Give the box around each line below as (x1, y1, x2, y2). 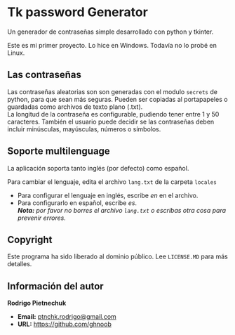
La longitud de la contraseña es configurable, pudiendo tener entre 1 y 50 (7, 110, 220, 118)
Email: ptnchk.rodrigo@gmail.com (17, 313, 117, 321)
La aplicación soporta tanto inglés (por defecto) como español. (7, 164, 189, 172)
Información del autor (7, 280, 104, 292)
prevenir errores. (17, 214, 67, 222)
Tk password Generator (7, 4, 149, 20)
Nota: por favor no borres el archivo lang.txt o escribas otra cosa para (17, 206, 227, 214)
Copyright (7, 233, 53, 246)
